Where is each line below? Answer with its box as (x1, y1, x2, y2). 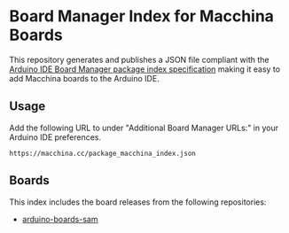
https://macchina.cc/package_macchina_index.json (9, 149, 197, 158)
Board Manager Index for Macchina (9, 6, 275, 27)
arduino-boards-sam (21, 214, 98, 224)
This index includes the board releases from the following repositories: (9, 197, 267, 207)
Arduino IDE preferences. (9, 131, 102, 143)
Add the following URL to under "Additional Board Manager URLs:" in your (9, 122, 279, 133)
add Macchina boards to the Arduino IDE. (9, 73, 160, 83)
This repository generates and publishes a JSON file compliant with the (9, 54, 269, 65)
